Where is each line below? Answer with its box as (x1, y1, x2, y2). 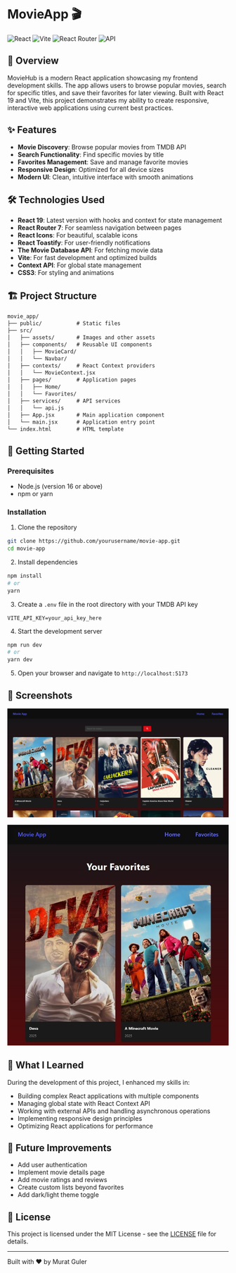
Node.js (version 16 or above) (17, 481, 103, 491)
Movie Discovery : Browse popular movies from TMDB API (17, 142, 186, 151)
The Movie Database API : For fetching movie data (17, 246, 164, 254)
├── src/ (7, 327, 33, 334)
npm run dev (7, 641, 42, 648)
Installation (7, 507, 47, 517)
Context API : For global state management (17, 261, 142, 269)
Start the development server (17, 627, 103, 635)
